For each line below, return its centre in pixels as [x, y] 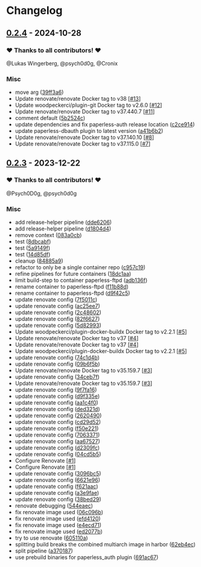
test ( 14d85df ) [33, 255]
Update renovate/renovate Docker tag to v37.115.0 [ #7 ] [83, 144]
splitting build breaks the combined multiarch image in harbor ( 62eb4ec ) [105, 545]
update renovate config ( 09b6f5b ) [58, 364]
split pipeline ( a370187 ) [44, 551]
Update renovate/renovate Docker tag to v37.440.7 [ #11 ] [85, 112]
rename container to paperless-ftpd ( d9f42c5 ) [72, 293]
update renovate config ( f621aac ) [56, 486]
